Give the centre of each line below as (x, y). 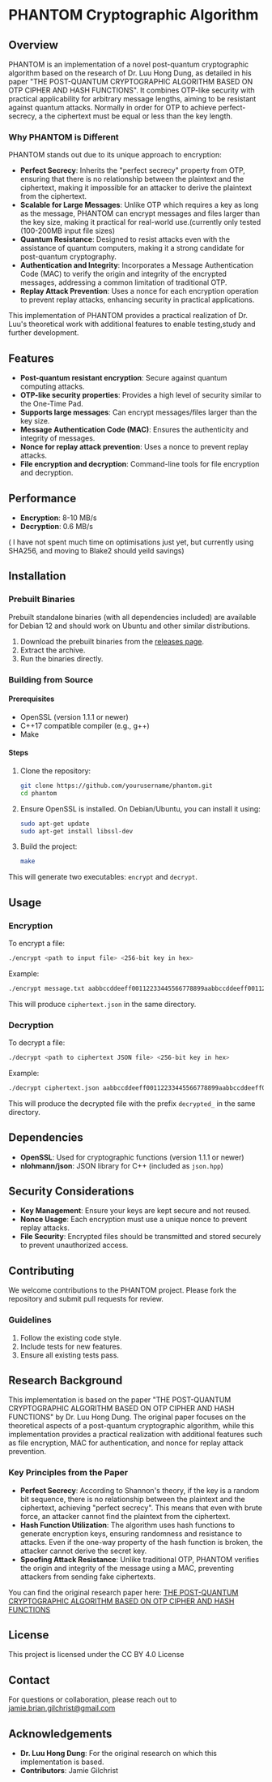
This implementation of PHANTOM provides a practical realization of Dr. (128, 316)
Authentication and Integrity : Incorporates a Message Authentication (136, 265)
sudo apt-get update (55, 824)
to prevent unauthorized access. (74, 1245)
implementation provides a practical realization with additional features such (136, 1435)
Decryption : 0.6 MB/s (56, 526)
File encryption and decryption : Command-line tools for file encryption (140, 464)
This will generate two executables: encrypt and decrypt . (103, 877)
